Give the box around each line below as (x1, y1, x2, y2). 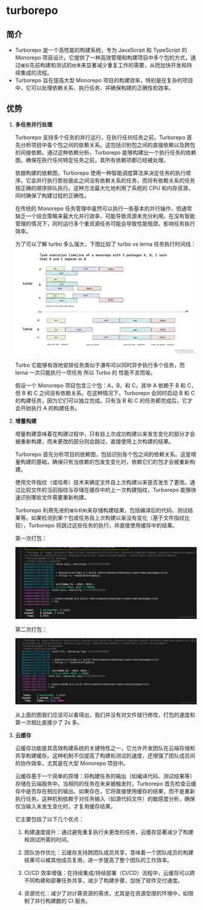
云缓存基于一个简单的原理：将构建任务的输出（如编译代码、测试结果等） (14, 772, 195, 779)
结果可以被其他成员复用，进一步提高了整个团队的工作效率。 (24, 856, 173, 863)
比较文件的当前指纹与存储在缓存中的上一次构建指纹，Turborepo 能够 (20, 486, 192, 493)
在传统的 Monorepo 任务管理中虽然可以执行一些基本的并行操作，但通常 (14, 205, 192, 212)
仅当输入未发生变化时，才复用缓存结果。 (14, 802, 116, 810)
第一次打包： (14, 534, 47, 542)
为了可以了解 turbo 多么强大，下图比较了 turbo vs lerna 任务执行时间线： (14, 240, 196, 247)
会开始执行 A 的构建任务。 (14, 404, 80, 411)
